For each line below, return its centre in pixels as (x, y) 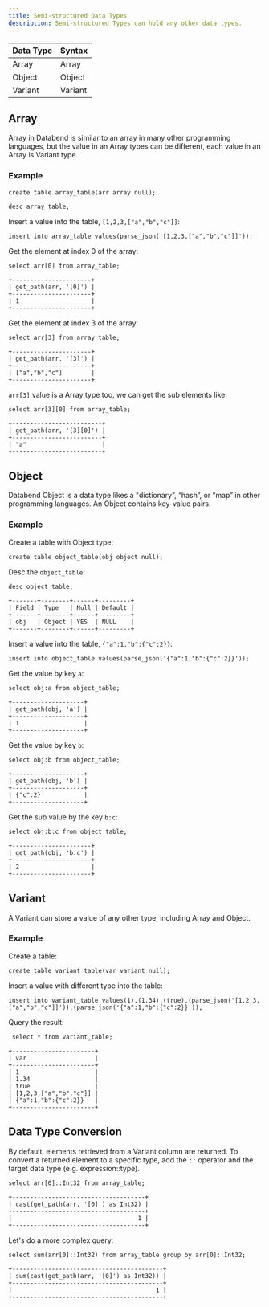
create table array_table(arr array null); (82, 192)
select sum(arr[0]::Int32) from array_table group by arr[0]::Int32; (127, 1255)
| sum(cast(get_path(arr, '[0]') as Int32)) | (88, 1276)
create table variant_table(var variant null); (90, 970)
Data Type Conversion (65, 1132)
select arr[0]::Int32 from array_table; (77, 1183)
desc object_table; (41, 586)
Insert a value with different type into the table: (86, 986)
